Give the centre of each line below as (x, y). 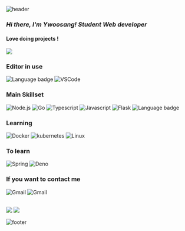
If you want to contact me (43, 179)
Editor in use (24, 67)
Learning (19, 123)
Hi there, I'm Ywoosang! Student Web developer (77, 24)
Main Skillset (25, 95)
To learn (18, 151)
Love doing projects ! (32, 38)
